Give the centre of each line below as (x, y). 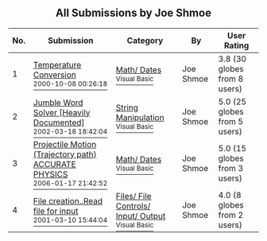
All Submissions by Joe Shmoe (133, 13)
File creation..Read (68, 200)
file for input (56, 211)
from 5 (231, 121)
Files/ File (134, 196)
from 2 (231, 215)
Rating (236, 45)
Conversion (55, 75)
